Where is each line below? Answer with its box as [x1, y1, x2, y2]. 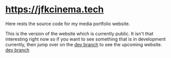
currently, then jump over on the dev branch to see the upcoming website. [5, 41, 162, 47]
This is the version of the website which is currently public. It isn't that [5, 30, 154, 36]
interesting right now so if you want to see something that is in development [5, 36, 166, 42]
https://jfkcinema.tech [5, 4, 104, 15]
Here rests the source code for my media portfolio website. [5, 21, 130, 27]
